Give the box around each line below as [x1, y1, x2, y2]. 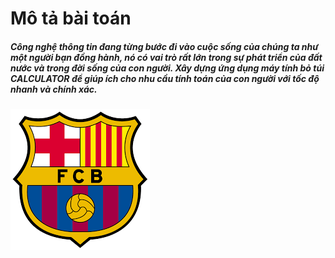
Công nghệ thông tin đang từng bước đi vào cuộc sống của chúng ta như [10, 40, 319, 52]
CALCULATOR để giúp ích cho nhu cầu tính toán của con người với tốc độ [10, 72, 320, 84]
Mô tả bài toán [10, 7, 132, 30]
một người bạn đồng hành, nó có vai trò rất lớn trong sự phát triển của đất [10, 51, 323, 63]
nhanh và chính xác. [10, 83, 98, 95]
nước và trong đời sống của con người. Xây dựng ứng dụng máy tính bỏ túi [10, 62, 325, 74]
